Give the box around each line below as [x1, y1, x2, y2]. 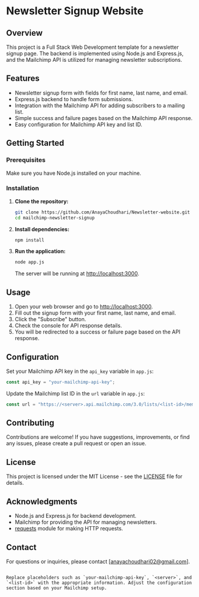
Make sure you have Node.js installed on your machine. [6, 169, 142, 177]
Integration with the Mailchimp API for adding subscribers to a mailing [14, 102, 185, 109]
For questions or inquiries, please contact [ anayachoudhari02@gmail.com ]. [6, 558, 191, 565]
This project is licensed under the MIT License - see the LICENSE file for [6, 473, 182, 480]
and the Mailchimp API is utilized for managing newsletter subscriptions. [6, 56, 182, 63]
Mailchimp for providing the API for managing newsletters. [14, 519, 157, 526]
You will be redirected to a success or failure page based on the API [14, 328, 181, 335]
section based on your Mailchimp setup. [6, 585, 108, 591]
